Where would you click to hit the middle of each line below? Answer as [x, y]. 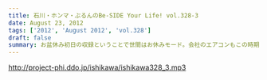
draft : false [30, 38]
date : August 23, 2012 [46, 23]
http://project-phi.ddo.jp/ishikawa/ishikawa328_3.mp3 [97, 67]
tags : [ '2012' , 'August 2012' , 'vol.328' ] [80, 30]
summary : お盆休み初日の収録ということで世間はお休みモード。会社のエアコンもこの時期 [134, 45]
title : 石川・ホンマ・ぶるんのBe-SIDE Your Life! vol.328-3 [104, 15]
